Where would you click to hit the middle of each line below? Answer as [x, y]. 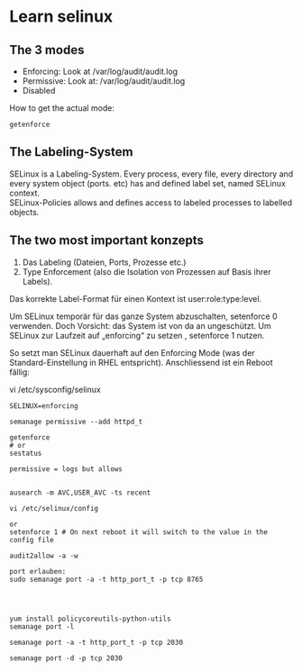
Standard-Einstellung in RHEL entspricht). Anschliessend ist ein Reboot [141, 362]
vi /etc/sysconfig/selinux [55, 389]
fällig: [19, 372]
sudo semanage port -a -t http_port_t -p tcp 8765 [106, 579]
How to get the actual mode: [62, 108]
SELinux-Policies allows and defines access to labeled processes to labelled [151, 202]
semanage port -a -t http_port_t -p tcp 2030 [96, 642]
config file [32, 540]
